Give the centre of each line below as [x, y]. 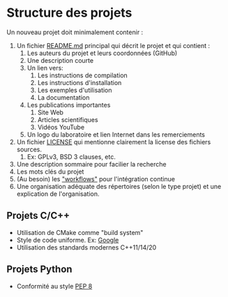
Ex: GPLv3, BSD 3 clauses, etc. [71, 157]
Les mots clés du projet [50, 172]
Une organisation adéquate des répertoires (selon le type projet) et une [119, 186]
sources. [29, 149]
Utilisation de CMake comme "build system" [80, 232]
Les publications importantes [69, 105]
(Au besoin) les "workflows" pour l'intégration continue [96, 178]
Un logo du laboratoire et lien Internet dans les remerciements [116, 135]
